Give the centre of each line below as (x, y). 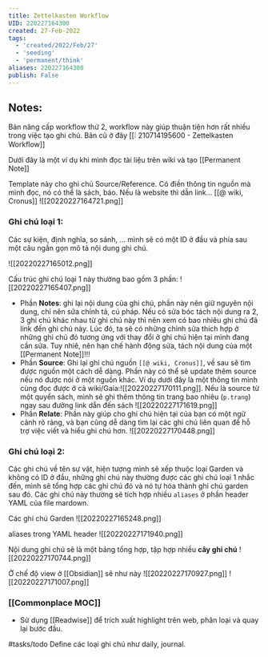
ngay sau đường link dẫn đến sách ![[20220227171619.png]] (118, 405)
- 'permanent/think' (50, 61)
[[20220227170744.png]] (50, 558)
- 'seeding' (36, 53)
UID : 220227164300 (39, 23)
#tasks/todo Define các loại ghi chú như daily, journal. (97, 644)
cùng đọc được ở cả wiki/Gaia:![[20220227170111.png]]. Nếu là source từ (140, 388)
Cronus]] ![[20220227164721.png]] (66, 201)
